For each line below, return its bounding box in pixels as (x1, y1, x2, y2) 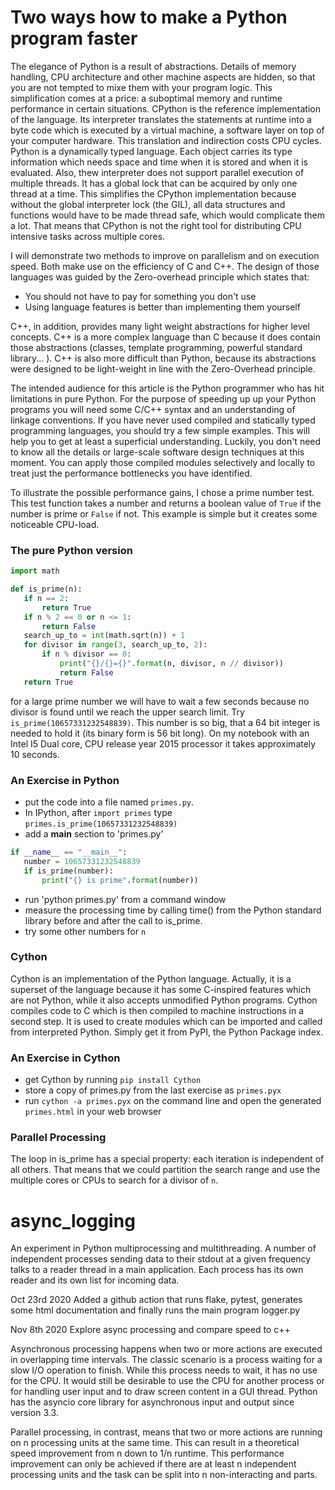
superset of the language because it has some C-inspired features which (10, 983, 312, 995)
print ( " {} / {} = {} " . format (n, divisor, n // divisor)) (59, 659, 284, 669)
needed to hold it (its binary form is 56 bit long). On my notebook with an (10, 727, 310, 739)
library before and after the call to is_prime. (24, 914, 203, 926)
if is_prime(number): (23, 866, 114, 876)
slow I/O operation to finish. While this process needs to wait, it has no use (10, 1364, 318, 1376)
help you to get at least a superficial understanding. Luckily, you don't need (10, 435, 322, 447)
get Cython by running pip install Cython (24, 1074, 202, 1086)
